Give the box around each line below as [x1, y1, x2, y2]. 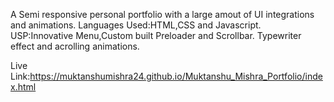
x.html [10, 81, 37, 93]
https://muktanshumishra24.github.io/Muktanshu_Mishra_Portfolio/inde [29, 70, 323, 82]
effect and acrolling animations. [10, 40, 140, 52]
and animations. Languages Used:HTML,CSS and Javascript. [10, 19, 262, 31]
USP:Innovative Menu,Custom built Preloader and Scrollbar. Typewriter [10, 30, 302, 41]
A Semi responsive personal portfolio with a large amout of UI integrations [10, 9, 315, 20]
